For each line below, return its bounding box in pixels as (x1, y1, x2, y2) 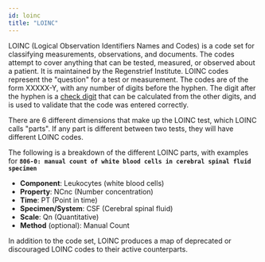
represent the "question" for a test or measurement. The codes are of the (8, 75, 249, 84)
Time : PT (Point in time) (19, 195, 98, 205)
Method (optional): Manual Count (19, 220, 130, 230)
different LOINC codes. (8, 132, 84, 141)
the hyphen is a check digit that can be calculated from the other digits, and (8, 91, 257, 101)
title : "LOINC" (8, 19, 59, 27)
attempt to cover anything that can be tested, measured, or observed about (8, 57, 255, 67)
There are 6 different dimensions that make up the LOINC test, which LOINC (8, 115, 257, 125)
